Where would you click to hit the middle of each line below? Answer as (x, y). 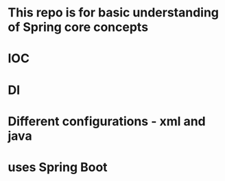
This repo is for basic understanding (113, 13)
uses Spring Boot (58, 167)
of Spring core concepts (78, 27)
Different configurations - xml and (107, 121)
